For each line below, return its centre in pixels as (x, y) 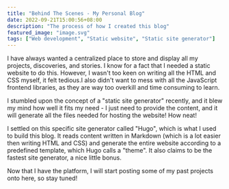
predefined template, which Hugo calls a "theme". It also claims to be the (110, 151)
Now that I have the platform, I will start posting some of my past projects (110, 171)
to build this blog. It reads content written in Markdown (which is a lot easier (114, 136)
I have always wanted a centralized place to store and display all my (103, 58)
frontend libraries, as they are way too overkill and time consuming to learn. (113, 88)
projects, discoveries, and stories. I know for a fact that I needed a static (109, 66)
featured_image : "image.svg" (49, 33)
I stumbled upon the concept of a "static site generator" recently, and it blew (115, 101)
